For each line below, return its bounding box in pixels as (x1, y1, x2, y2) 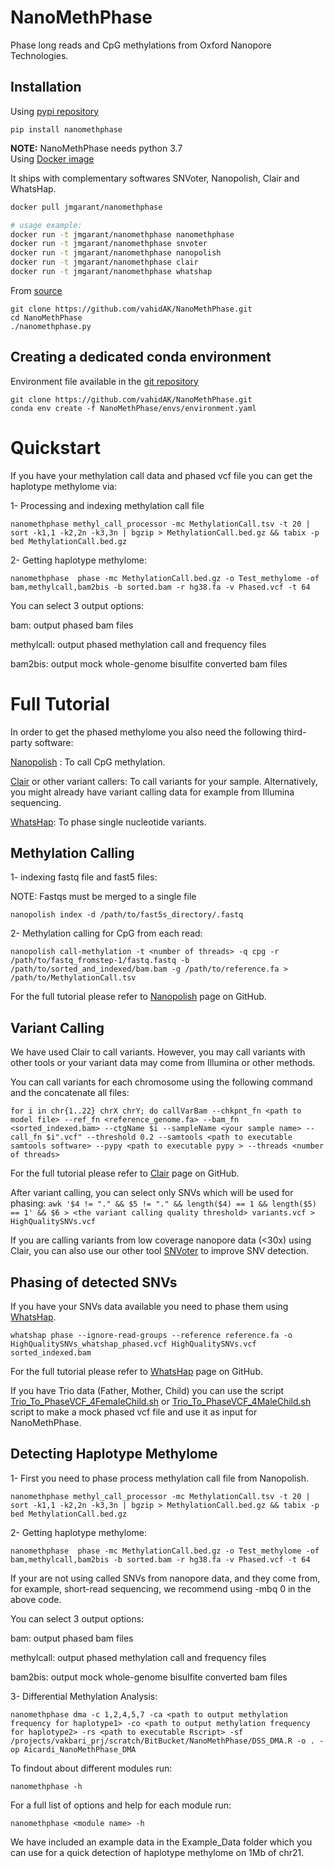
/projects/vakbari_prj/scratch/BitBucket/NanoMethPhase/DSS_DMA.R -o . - (10, 1736, 325, 1746)
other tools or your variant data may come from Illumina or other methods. (10, 1057, 316, 1069)
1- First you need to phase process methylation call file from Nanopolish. (10, 1472, 310, 1484)
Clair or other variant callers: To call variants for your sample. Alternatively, (10, 775, 318, 787)
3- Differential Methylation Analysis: (10, 1690, 158, 1702)
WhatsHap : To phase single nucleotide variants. (10, 816, 207, 828)
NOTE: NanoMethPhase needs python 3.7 (10, 142, 183, 154)
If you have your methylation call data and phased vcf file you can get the (10, 469, 313, 481)
